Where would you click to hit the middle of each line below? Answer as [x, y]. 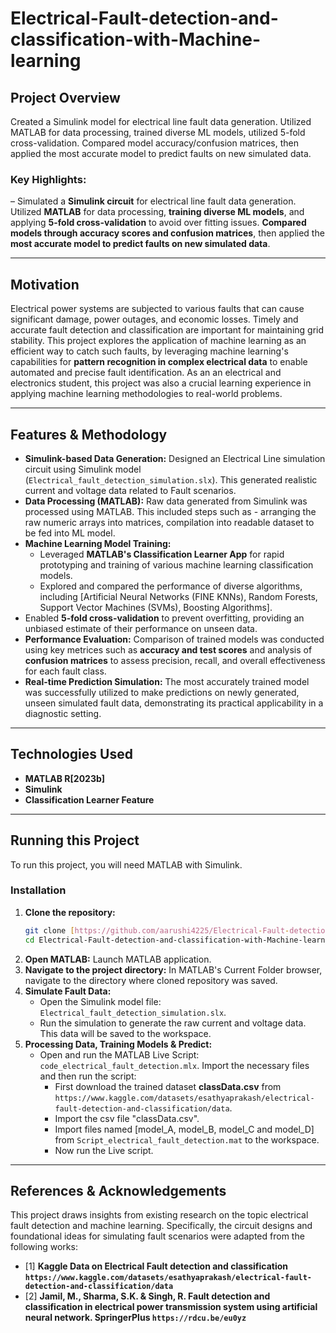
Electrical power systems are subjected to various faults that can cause [157, 309]
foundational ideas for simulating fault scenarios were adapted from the [157, 1236]
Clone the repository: [70, 912]
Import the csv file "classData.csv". [127, 1118]
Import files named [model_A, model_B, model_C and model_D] [184, 1129]
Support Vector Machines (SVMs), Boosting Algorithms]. [156, 607]
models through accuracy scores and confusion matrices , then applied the [167, 233]
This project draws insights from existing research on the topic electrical [159, 1215]
